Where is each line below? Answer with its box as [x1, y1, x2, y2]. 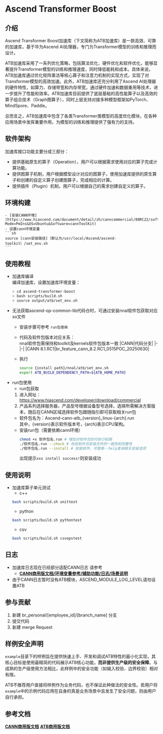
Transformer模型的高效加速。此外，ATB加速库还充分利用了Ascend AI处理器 [5, 79, 156, 84]
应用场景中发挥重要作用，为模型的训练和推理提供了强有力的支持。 [5, 119, 137, 125]
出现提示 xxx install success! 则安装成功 [19, 455, 101, 461]
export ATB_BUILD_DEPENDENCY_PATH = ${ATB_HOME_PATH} [19, 370, 126, 375]
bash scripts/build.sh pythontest [12, 518, 82, 523]
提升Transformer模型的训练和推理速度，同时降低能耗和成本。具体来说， [9, 67, 153, 72]
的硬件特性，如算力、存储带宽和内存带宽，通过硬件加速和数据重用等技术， [5, 85, 154, 90]
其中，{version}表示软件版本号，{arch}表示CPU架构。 [19, 421, 128, 427]
